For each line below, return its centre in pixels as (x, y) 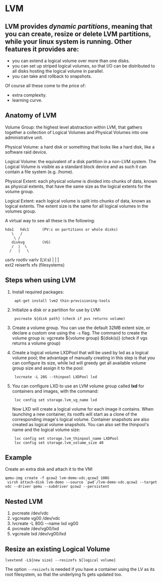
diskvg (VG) (31, 242)
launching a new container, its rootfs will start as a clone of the (74, 414)
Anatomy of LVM (31, 115)
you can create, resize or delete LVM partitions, (78, 34)
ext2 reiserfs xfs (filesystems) (35, 265)
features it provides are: (42, 49)
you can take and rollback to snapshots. (52, 76)
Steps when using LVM (40, 280)
